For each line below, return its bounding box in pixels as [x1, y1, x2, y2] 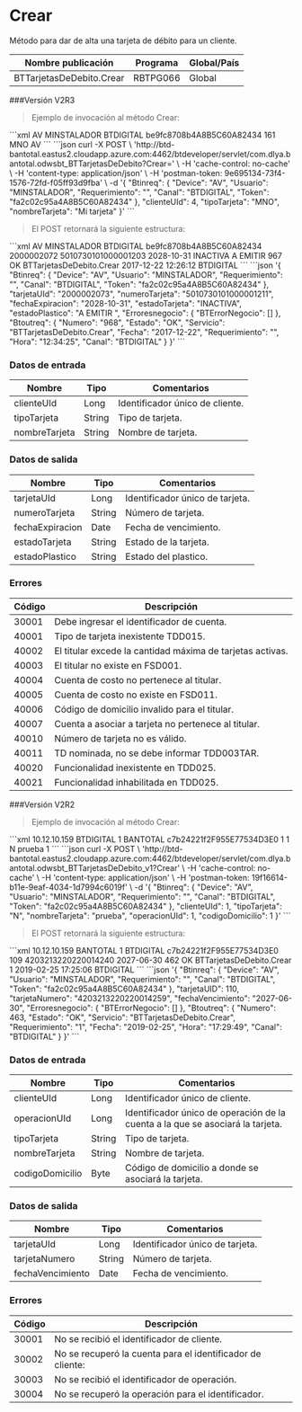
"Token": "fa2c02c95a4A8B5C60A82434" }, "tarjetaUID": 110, [9, 983, 240, 994]
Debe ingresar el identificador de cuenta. [54, 615, 227, 627]
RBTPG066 [133, 71, 182, 84]
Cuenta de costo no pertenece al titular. [54, 673, 222, 686]
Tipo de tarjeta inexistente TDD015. [54, 630, 206, 643]
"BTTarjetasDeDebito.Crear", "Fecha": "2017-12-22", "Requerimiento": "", [9, 326, 280, 337]
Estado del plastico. [125, 550, 209, 563]
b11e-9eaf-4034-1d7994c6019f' [9, 882, 128, 892]
